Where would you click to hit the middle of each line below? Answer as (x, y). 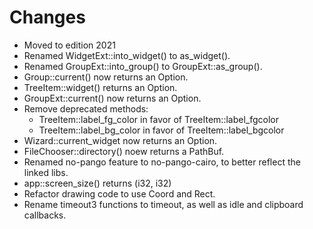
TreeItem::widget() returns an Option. (100, 87)
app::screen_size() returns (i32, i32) (97, 183)
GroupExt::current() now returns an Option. (112, 98)
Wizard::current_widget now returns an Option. (120, 140)
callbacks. (45, 215)
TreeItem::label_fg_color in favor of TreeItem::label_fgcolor (158, 119)
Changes (47, 17)
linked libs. (46, 172)
